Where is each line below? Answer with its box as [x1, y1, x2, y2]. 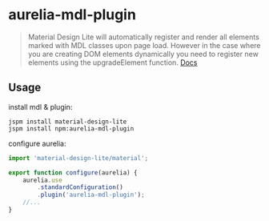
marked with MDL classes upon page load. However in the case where [27, 40, 261, 50]
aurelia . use [22, 176, 62, 184]
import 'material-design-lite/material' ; [8, 154, 149, 162]
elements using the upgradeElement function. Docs [27, 58, 198, 67]
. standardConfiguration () [37, 183, 124, 191]
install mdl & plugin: [8, 102, 73, 111]
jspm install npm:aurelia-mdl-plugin [8, 124, 134, 133]
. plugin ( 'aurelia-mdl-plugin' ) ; [37, 191, 146, 199]
